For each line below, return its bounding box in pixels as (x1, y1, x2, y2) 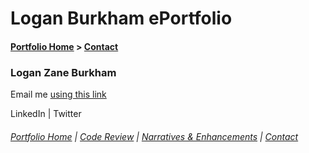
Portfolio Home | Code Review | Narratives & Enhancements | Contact (10, 130, 299, 142)
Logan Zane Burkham (10, 65, 117, 79)
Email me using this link (10, 88, 107, 101)
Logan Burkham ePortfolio (10, 7, 233, 30)
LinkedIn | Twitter (10, 108, 82, 120)
